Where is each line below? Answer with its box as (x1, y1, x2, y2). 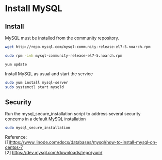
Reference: (5, 134, 27, 140)
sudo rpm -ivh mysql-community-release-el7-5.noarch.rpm (5, 53, 123, 58)
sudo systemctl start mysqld (5, 84, 64, 90)
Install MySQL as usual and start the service (5, 71, 93, 77)
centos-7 (5, 144, 23, 150)
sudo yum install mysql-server (5, 80, 68, 85)
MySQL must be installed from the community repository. (5, 35, 120, 41)
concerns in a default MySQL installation (5, 116, 86, 122)
